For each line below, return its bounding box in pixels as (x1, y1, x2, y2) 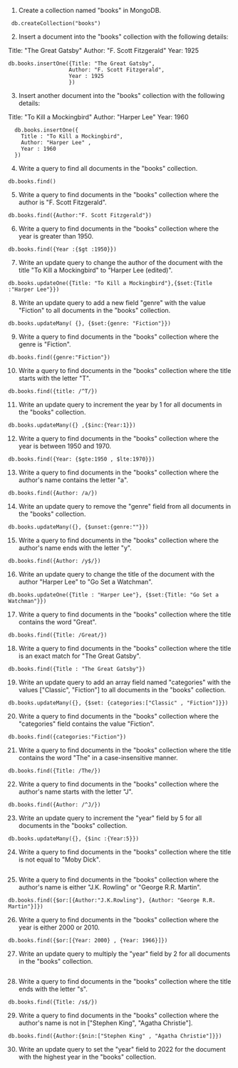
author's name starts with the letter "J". (18, 787, 133, 796)
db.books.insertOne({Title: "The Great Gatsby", (8, 60, 155, 67)
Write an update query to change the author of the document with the (18, 259, 223, 266)
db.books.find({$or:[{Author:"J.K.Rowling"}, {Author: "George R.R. (8, 897, 216, 904)
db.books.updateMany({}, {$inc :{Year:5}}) (8, 835, 140, 842)
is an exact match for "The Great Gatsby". (18, 652, 141, 660)
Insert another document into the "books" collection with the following (18, 91, 225, 99)
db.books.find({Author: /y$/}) (8, 557, 101, 564)
